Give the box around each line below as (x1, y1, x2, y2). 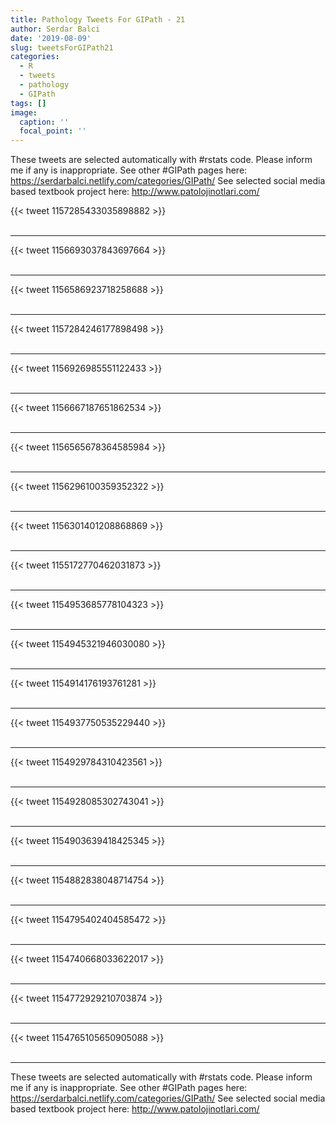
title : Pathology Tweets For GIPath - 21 (10, 14, 186, 25)
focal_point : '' (19, 126, 87, 136)
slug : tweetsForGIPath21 (10, 42, 114, 53)
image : (10, 107, 38, 118)
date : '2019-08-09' (10, 33, 92, 43)
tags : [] (10, 98, 47, 108)
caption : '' (19, 117, 70, 127)
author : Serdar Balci (10, 24, 101, 34)
